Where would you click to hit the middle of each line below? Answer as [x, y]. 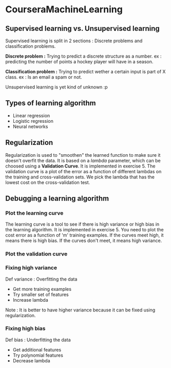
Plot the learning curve [34, 213]
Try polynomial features [38, 355]
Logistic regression [33, 121]
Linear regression [31, 115]
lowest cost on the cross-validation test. [48, 182]
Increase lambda [31, 300]
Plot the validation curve [36, 254]
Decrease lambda [31, 360]
